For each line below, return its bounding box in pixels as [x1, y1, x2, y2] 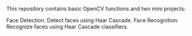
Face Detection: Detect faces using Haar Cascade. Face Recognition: [6, 17, 179, 23]
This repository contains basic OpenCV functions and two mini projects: [6, 5, 186, 12]
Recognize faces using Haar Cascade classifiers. [6, 23, 128, 30]
